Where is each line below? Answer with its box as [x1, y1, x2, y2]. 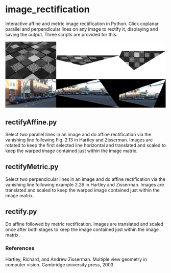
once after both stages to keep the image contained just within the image [5, 226, 159, 233]
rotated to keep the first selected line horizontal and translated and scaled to [5, 142, 166, 148]
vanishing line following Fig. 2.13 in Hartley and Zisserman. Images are [5, 137, 153, 143]
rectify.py [5, 207, 37, 216]
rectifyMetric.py [5, 162, 59, 171]
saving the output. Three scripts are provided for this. [5, 31, 118, 37]
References [5, 244, 35, 251]
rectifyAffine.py [5, 118, 57, 127]
